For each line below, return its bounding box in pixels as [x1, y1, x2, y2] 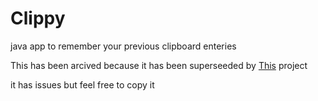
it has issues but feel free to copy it [10, 78, 155, 91]
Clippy [10, 7, 66, 30]
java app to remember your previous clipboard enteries [10, 40, 237, 52]
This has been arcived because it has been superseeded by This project [10, 59, 308, 71]
